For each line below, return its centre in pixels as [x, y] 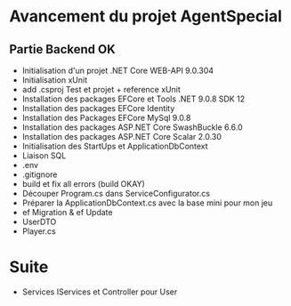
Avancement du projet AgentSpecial [146, 16]
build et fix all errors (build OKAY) [83, 184]
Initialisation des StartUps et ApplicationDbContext [115, 146]
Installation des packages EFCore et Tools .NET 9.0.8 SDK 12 [133, 99]
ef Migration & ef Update [67, 212]
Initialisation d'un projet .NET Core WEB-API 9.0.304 [118, 70]
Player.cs [39, 231]
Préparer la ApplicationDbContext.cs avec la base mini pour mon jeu [147, 203]
